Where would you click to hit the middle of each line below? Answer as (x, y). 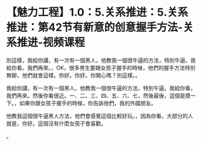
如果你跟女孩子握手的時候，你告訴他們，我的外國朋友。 (87, 103)
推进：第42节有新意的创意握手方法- (95, 27)
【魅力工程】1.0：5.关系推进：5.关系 (97, 12)
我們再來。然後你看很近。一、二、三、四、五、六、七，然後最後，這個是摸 (98, 95)
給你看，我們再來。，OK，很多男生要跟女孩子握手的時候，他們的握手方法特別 (101, 67)
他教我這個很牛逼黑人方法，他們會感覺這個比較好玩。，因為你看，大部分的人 (100, 116)
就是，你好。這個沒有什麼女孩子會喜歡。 (56, 123)
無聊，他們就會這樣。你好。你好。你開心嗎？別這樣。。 (73, 75)
